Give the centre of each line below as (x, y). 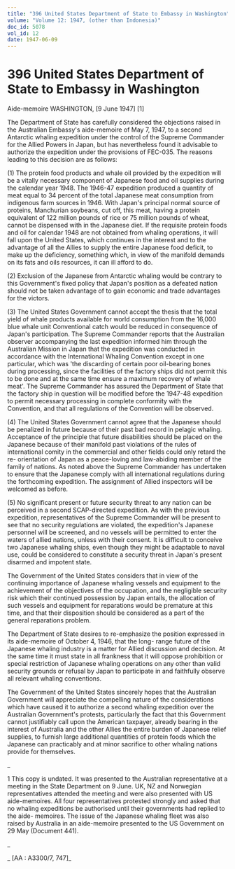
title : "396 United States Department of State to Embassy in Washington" (119, 14)
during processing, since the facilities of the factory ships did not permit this (117, 371)
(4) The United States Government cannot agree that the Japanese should (114, 422)
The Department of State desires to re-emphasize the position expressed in (116, 634)
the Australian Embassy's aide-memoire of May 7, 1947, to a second (105, 130)
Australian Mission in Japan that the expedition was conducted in (101, 349)
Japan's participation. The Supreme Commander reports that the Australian (116, 334)
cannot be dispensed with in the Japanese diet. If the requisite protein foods (117, 225)
